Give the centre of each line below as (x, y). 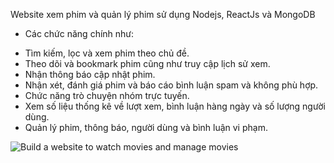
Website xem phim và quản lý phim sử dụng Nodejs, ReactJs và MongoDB (163, 14)
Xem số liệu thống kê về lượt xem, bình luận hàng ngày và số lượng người (175, 106)
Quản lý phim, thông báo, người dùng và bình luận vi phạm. (146, 127)
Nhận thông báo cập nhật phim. (90, 74)
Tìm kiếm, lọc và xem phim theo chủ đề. (107, 53)
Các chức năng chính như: (79, 33)
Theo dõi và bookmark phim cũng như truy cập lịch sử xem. (147, 63)
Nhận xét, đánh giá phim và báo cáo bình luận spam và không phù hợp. (171, 85)
